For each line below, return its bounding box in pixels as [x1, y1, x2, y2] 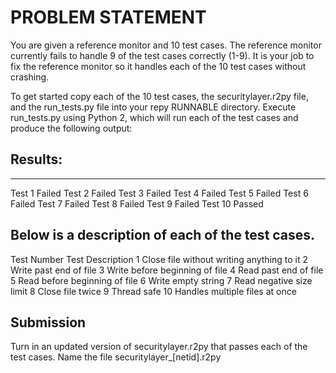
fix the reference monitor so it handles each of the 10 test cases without [10, 60, 307, 72]
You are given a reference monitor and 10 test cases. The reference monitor [10, 39, 322, 51]
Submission [10, 314, 87, 331]
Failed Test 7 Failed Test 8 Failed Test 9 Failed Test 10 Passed [10, 197, 264, 210]
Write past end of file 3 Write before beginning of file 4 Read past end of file [10, 264, 324, 276]
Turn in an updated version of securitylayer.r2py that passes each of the [10, 341, 308, 353]
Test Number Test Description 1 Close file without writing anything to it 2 [10, 253, 309, 265]
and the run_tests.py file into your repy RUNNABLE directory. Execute [10, 101, 297, 113]
